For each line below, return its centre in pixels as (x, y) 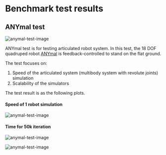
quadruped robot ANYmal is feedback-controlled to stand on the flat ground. (83, 53)
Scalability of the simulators (41, 83)
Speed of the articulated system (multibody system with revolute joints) (85, 73)
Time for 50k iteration (28, 126)
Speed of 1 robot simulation (34, 104)
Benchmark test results (54, 9)
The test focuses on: (26, 63)
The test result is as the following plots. (45, 93)
